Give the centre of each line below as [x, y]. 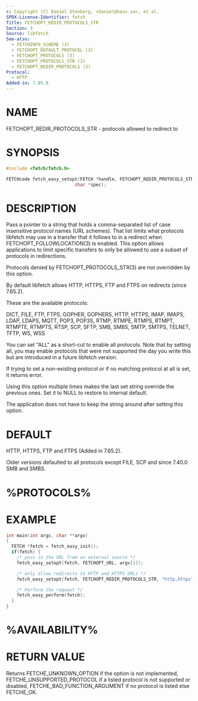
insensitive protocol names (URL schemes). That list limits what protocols [95, 231]
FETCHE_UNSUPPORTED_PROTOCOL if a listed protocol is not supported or [98, 680]
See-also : [18, 39]
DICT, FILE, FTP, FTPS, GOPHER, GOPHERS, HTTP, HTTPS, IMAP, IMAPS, [95, 315]
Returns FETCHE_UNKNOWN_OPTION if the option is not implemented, [92, 673]
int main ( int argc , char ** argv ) [47, 535]
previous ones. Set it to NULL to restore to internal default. [77, 393]
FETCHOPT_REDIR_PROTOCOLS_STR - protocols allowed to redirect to [92, 128]
